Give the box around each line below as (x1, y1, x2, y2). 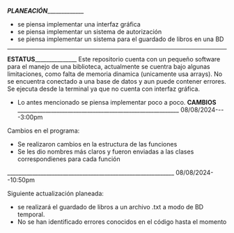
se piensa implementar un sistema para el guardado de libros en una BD (17, 35, 224, 43)
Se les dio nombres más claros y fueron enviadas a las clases (17, 147, 194, 156)
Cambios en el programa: (7, 126, 80, 135)
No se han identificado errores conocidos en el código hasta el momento (17, 218, 227, 226)
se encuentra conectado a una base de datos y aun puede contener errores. (7, 77, 226, 85)
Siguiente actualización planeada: (7, 189, 104, 197)
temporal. (17, 210, 45, 218)
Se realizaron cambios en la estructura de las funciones (17, 140, 178, 148)
